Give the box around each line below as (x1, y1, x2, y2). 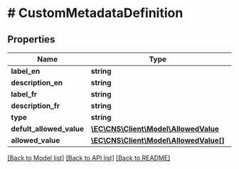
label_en (11, 66, 41, 76)
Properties (7, 33, 55, 45)
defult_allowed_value (11, 124, 84, 133)
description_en (11, 78, 63, 87)
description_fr (11, 101, 60, 111)
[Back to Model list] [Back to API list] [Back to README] (7, 154, 171, 162)
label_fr (11, 89, 38, 99)
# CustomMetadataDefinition (7, 5, 184, 21)
